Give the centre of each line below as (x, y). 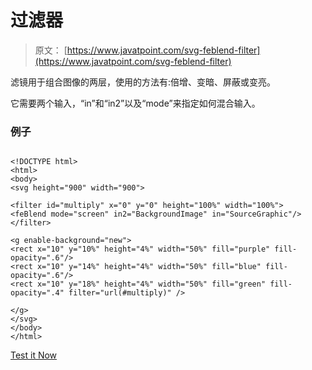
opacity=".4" (37, 293)
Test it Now (34, 355)
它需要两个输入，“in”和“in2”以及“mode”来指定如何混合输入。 (135, 103)
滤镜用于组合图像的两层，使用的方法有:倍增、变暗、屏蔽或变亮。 (143, 82)
